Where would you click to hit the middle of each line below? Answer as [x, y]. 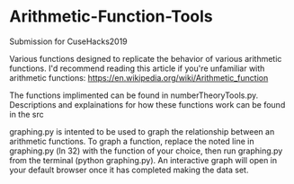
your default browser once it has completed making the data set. [129, 170]
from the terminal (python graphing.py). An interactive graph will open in [143, 160]
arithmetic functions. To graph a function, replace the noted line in [132, 141]
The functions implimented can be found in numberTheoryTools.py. [134, 95]
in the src [27, 114]
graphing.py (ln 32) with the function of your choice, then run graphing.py [146, 151]
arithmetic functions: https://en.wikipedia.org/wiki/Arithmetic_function [139, 77]
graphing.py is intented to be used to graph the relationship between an [142, 131]
